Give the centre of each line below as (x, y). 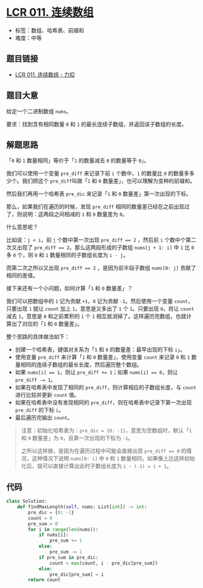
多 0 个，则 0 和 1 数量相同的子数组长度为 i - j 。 (67, 255)
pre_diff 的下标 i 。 (40, 410)
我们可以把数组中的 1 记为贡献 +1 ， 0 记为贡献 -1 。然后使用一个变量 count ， (100, 301)
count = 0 (40, 518)
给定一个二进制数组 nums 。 (39, 111)
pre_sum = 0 (43, 524)
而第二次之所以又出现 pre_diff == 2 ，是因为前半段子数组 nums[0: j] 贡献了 (101, 268)
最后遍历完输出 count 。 (44, 417)
